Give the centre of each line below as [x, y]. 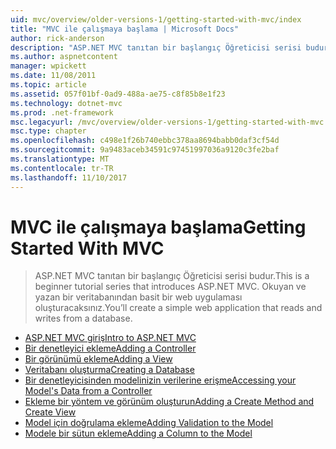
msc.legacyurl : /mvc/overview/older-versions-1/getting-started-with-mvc [167, 122]
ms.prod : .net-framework [62, 112]
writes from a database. [83, 318]
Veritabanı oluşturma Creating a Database [109, 370]
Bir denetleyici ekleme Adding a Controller [110, 348]
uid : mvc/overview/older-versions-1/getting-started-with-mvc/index [156, 19]
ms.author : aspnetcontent [64, 57]
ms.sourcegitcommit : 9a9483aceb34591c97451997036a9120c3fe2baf [145, 150]
